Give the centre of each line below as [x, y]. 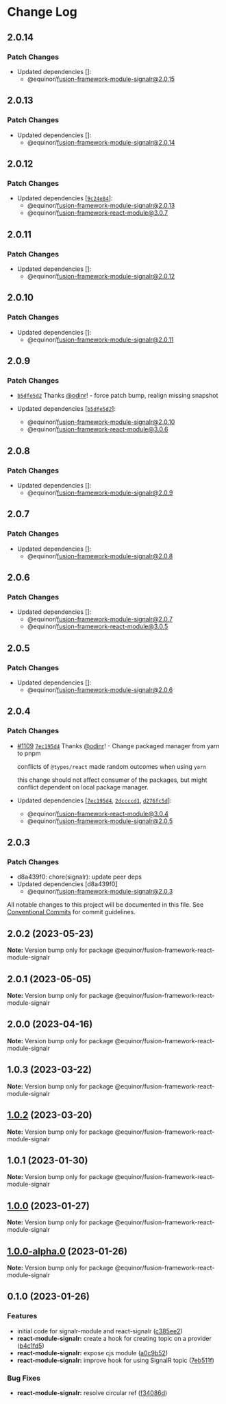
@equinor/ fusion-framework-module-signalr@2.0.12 [101, 276]
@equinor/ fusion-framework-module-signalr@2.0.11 [100, 340]
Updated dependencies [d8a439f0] [67, 884]
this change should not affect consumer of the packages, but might [112, 780]
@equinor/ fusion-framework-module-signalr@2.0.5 [100, 821]
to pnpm [29, 753]
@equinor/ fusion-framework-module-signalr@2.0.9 [100, 492]
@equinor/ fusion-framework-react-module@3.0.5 [98, 627]
